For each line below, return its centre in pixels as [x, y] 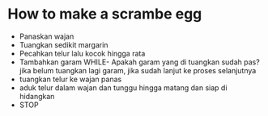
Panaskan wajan [47, 36]
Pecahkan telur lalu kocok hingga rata [82, 53]
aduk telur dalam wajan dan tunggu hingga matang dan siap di [123, 87]
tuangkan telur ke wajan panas [70, 79]
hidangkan [37, 96]
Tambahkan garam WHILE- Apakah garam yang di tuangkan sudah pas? [139, 62]
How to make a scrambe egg [105, 14]
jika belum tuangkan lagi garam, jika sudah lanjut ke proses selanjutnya [138, 70]
